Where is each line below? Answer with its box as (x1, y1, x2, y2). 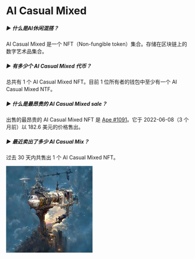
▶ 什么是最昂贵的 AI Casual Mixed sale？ (6, 100, 107, 107)
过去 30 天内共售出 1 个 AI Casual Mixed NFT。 (6, 154, 119, 161)
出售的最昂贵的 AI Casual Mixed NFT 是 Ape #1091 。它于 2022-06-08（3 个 (6, 116, 189, 123)
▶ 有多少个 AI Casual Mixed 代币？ (6, 62, 92, 69)
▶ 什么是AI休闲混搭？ (6, 25, 59, 32)
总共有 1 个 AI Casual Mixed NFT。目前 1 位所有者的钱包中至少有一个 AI (6, 78, 177, 86)
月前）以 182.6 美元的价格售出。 (6, 123, 84, 130)
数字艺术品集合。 (6, 48, 47, 55)
